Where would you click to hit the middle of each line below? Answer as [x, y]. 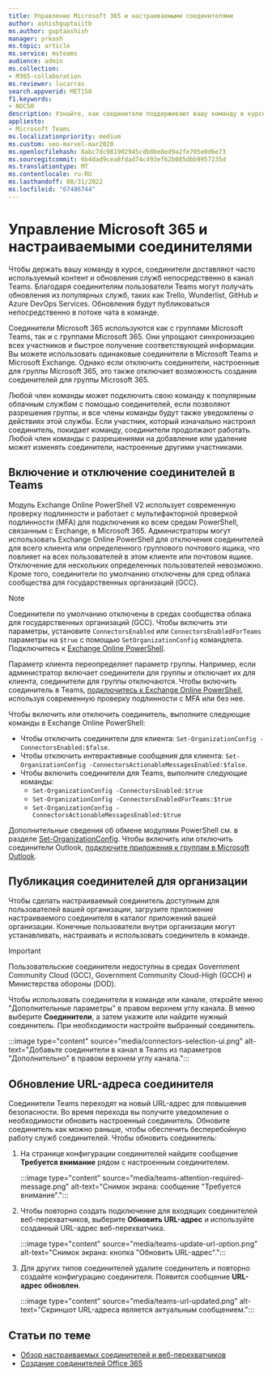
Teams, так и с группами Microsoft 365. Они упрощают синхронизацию [132, 336]
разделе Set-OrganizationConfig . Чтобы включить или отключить [121, 838]
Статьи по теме [50, 1335]
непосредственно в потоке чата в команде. [84, 312]
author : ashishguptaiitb [50, 24]
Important [25, 951]
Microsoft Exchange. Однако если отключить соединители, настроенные [134, 362]
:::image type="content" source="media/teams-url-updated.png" [129, 1301]
